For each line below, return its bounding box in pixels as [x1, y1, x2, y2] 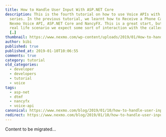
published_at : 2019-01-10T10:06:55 [5, 48, 79, 53]
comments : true [5, 53, 37, 58]
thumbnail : [5, 35, 28, 40]
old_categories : [5, 62, 39, 67]
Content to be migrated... [5, 126, 56, 132]
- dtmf [9, 94, 23, 99]
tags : [5, 85, 16, 90]
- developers [9, 71, 37, 76]
